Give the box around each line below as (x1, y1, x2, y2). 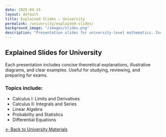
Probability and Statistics (12, 112, 63, 118)
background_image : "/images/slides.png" (5, 26, 90, 31)
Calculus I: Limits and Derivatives (12, 96, 80, 102)
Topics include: (5, 85, 43, 91)
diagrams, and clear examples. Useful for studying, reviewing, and (5, 67, 140, 73)
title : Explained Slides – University (5, 16, 85, 21)
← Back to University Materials (5, 127, 68, 133)
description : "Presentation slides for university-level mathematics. (5, 30, 154, 35)
